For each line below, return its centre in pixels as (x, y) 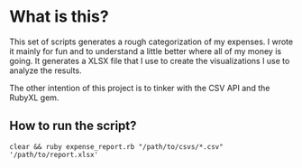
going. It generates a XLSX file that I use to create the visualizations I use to (150, 61)
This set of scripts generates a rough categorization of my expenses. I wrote (151, 42)
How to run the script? (73, 126)
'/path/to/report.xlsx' (54, 154)
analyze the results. (46, 70)
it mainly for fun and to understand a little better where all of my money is (146, 51)
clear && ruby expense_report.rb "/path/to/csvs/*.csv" (116, 146)
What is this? (59, 17)
